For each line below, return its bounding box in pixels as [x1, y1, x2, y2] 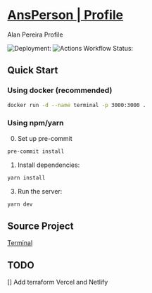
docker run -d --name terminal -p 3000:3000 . [7, 101, 146, 108]
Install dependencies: [17, 161, 80, 169]
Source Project [7, 220, 74, 232]
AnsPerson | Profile [7, 7, 124, 23]
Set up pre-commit [17, 134, 72, 142]
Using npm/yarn [7, 118, 64, 128]
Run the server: [17, 187, 63, 195]
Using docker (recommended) [7, 85, 113, 95]
